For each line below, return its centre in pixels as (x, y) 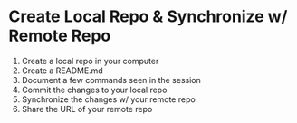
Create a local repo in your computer (90, 61)
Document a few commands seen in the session (111, 80)
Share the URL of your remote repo (87, 109)
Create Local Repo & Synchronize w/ (148, 17)
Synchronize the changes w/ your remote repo (108, 99)
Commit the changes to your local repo (94, 90)
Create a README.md (62, 71)
